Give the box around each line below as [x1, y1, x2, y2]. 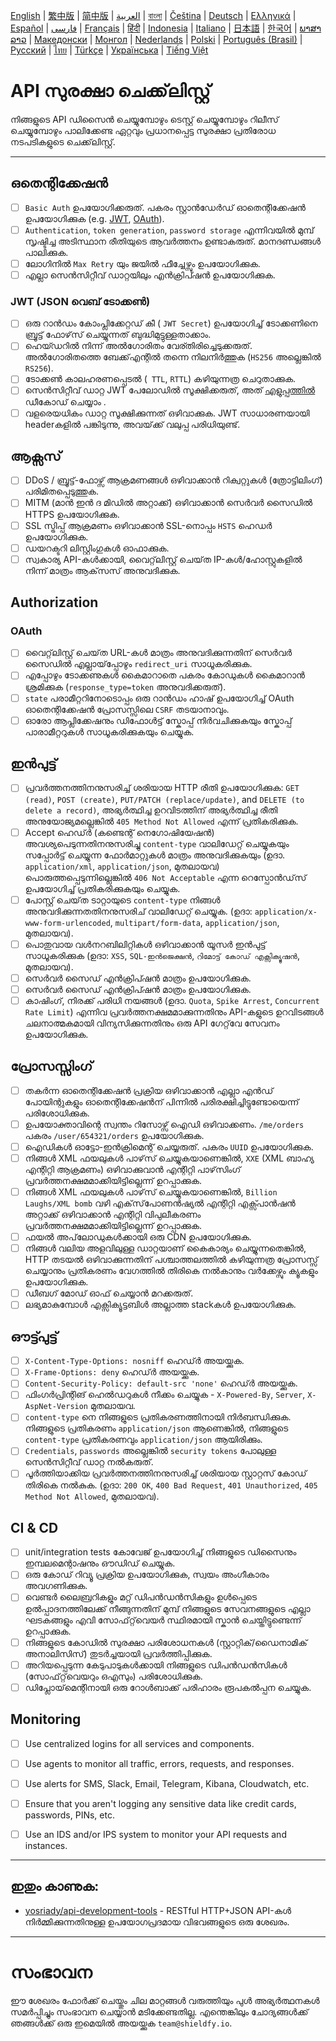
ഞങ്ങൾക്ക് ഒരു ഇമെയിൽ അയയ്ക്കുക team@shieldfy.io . [10, 2017, 233, 2029]
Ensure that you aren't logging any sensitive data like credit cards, [24, 1797, 297, 1809]
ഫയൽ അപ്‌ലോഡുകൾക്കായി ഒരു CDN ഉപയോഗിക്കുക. [24, 1231, 252, 1243]
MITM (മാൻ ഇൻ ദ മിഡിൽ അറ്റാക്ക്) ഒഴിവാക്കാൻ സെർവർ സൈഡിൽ [24, 497, 313, 509]
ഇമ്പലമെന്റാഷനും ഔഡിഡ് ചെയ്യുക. [24, 1557, 176, 1569]
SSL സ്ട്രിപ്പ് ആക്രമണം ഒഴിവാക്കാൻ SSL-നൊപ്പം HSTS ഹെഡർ [24, 519, 273, 531]
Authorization [10, 594, 99, 611]
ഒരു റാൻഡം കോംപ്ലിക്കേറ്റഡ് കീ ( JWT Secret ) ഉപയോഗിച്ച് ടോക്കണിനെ [24, 317, 318, 329]
